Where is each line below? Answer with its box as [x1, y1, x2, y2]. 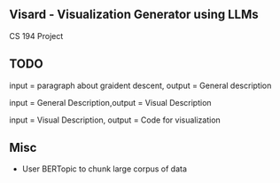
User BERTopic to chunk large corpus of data [21, 163, 188, 174]
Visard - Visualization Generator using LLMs [9, 7, 259, 22]
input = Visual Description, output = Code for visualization [9, 115, 222, 125]
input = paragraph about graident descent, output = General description [9, 80, 272, 91]
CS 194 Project [9, 30, 64, 41]
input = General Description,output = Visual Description [9, 97, 212, 107]
